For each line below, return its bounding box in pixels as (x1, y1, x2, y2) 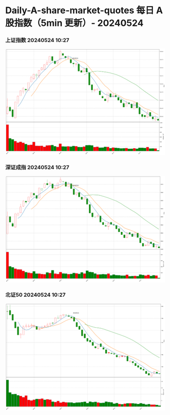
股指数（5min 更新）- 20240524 (5, 17, 144, 29)
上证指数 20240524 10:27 (5, 37, 70, 44)
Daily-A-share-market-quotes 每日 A (5, 5, 163, 16)
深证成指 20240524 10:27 (5, 163, 70, 170)
